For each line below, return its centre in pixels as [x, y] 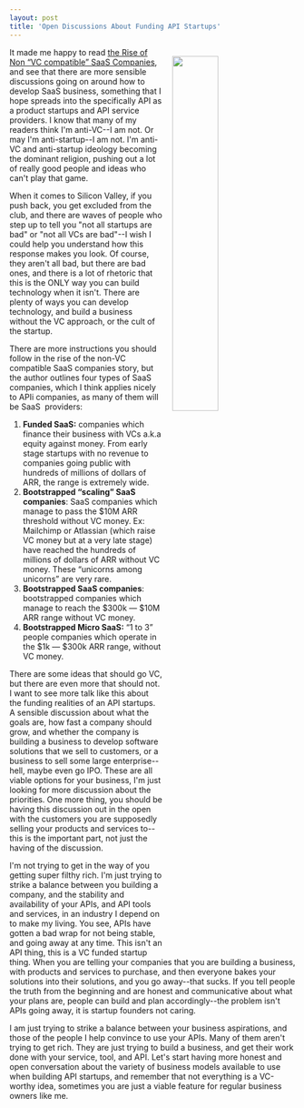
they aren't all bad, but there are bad [78, 263]
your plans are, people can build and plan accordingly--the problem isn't [145, 1001]
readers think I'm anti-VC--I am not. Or [82, 129]
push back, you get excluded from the [81, 205]
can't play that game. [49, 177]
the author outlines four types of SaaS [80, 378]
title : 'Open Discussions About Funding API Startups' [115, 26]
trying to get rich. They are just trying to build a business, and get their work [152, 1047]
